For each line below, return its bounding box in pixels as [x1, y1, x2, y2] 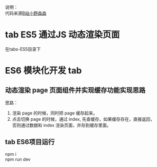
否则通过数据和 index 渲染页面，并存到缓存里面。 [12, 122, 111, 128]
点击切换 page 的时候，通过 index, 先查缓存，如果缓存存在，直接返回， [12, 116, 155, 122]
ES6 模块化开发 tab [5, 65, 82, 76]
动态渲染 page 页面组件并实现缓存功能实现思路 [5, 86, 146, 94]
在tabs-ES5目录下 [5, 46, 41, 52]
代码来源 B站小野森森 [5, 10, 47, 16]
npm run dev [5, 156, 31, 162]
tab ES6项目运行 [5, 138, 55, 146]
